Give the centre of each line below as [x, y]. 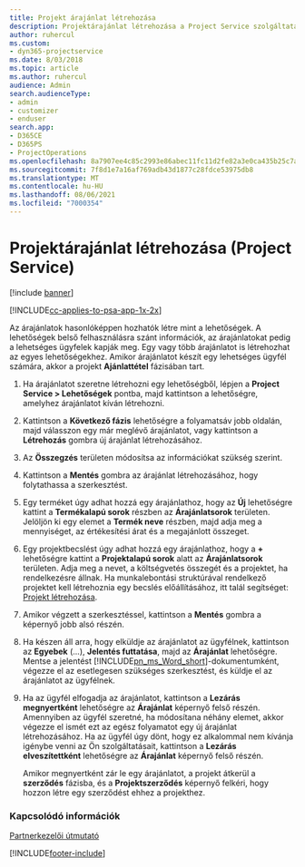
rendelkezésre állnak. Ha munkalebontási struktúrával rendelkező [144, 578]
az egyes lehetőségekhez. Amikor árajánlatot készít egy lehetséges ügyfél [148, 356]
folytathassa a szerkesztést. [75, 484]
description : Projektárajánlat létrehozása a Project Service [129, 26]
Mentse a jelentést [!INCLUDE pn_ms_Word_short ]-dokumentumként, [151, 661]
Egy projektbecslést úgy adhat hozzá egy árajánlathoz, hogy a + [143, 549]
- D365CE [26, 136]
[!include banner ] [42, 292]
